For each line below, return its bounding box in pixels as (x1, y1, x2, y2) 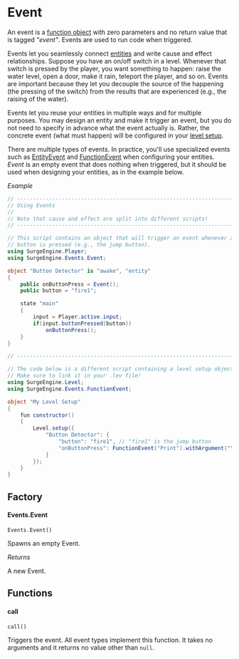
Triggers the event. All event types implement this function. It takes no (7, 635, 213, 644)
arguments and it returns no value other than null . (7, 643, 155, 652)
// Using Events (7, 202, 55, 209)
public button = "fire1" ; (20, 287, 97, 294)
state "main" (20, 300, 59, 307)
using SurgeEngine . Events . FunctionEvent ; (7, 385, 132, 393)
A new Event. (7, 566, 46, 575)
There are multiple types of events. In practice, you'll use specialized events (7, 145, 230, 153)
